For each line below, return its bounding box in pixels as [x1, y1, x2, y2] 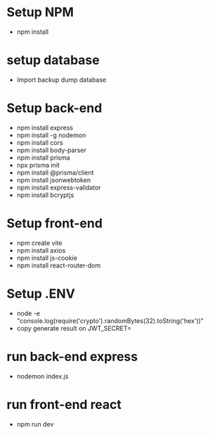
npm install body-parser [16, 146, 87, 154]
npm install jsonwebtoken [16, 175, 91, 184]
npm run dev [16, 420, 54, 428]
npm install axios [16, 246, 66, 254]
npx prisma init [16, 160, 60, 169]
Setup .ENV [6, 286, 75, 301]
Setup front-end [6, 215, 103, 231]
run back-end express [6, 348, 138, 365]
